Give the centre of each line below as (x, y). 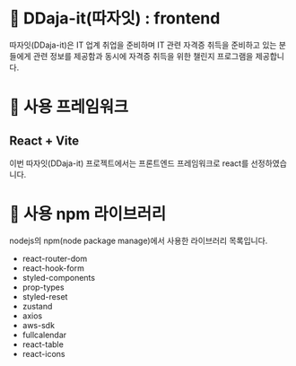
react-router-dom (55, 258)
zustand (37, 306)
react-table (43, 344)
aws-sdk (39, 325)
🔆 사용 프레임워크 (69, 107)
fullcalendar (44, 335)
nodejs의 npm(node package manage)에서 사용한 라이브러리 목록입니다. (139, 240)
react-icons (44, 353)
